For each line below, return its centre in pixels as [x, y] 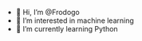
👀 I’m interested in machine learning [75, 20]
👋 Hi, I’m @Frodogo [47, 12]
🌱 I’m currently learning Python [67, 29]
